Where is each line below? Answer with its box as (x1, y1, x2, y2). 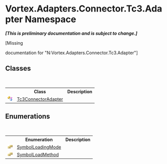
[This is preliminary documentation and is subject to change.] (5, 30, 137, 36)
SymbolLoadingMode (17, 144, 61, 150)
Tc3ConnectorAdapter (17, 96, 63, 102)
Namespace (25, 14, 76, 25)
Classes (5, 64, 31, 73)
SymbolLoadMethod (17, 151, 59, 157)
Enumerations (5, 112, 50, 121)
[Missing (5, 40, 24, 46)
